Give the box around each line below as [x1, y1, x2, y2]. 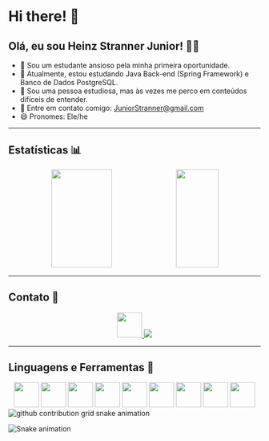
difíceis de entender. [19, 95, 88, 104]
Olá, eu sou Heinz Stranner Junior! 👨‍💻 [8, 39, 200, 53]
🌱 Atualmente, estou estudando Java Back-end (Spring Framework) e [19, 69, 250, 79]
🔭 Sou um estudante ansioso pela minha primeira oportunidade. [19, 60, 231, 70]
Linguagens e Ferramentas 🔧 [8, 361, 155, 374]
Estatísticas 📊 [8, 144, 82, 157]
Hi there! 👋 [8, 7, 80, 26]
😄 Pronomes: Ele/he [19, 112, 88, 121]
